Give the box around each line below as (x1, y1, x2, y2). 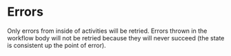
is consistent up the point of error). (7, 41, 106, 49)
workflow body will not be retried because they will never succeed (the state (7, 33, 225, 42)
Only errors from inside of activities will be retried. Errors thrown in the (7, 27, 208, 35)
